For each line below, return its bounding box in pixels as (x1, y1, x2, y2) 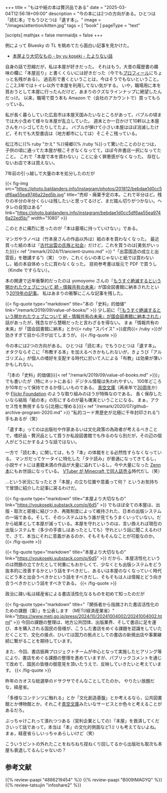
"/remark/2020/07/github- (94, 403, 149, 409)
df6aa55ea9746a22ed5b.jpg (5, 192, 64, 197)
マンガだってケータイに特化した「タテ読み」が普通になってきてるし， (14, 456, 159, 461)
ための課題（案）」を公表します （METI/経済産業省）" (5, 608, 115, 613)
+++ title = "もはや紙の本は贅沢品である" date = (5, 4, 104, 10)
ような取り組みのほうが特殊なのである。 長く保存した (51, 391, 163, 396)
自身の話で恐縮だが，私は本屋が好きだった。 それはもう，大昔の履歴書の (5, 64, 155, 69)
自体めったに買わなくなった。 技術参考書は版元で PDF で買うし (26, 261, 158, 267)
